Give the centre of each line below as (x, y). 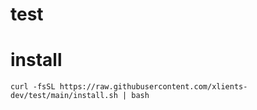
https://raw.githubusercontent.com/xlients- (153, 87)
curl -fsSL (33, 87)
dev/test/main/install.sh (64, 96)
